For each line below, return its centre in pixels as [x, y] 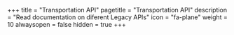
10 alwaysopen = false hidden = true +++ [67, 24]
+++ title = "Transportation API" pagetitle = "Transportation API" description [117, 10]
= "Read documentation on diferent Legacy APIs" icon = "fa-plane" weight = [117, 17]
